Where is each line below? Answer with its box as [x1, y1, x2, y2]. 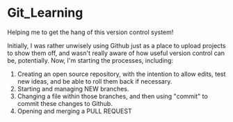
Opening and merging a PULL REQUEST [17, 107, 132, 115]
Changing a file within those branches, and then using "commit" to [17, 92, 209, 100]
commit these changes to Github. [17, 99, 113, 107]
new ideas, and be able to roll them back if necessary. [17, 77, 172, 85]
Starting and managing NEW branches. [17, 84, 129, 93]
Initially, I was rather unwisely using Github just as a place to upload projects [7, 41, 226, 49]
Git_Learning [7, 5, 83, 21]
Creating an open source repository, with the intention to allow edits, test [17, 70, 226, 78]
